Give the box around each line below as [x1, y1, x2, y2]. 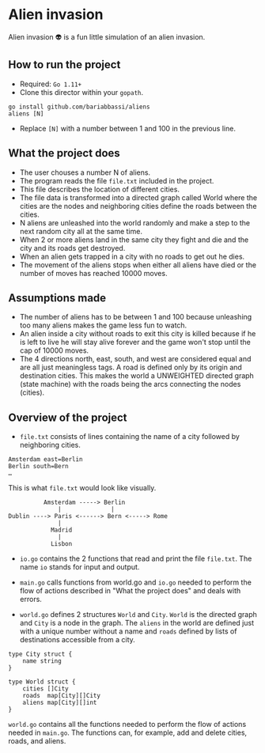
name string [22, 657, 62, 665]
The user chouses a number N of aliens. [19, 168, 151, 177]
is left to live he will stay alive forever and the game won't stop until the [19, 338, 251, 347]
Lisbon [50, 540, 73, 548]
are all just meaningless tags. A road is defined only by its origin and [19, 362, 243, 373]
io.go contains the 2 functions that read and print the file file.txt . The [19, 554, 252, 563]
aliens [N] [8, 109, 44, 118]
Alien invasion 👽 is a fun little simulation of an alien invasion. [8, 32, 206, 41]
